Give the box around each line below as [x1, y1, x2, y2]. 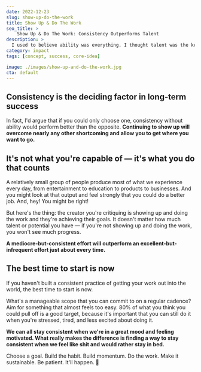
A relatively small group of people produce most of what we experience [6, 179, 182, 185]
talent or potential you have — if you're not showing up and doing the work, [6, 222, 193, 229]
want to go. [6, 136, 35, 144]
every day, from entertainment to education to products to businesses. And [6, 185, 191, 192]
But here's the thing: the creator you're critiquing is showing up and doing [6, 209, 188, 216]
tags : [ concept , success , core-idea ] [6, 53, 100, 59]
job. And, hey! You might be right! [6, 198, 89, 205]
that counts [6, 163, 50, 173]
